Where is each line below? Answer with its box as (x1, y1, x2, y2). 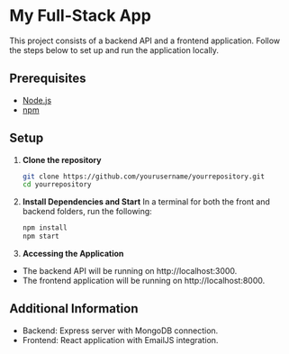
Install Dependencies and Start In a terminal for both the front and (22, 196, 270, 207)
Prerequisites (9, 71, 86, 86)
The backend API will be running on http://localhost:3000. (22, 266, 238, 277)
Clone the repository (22, 154, 102, 165)
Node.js (22, 95, 52, 105)
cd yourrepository (22, 180, 92, 189)
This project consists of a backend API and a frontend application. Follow (9, 35, 281, 46)
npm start (22, 231, 60, 241)
